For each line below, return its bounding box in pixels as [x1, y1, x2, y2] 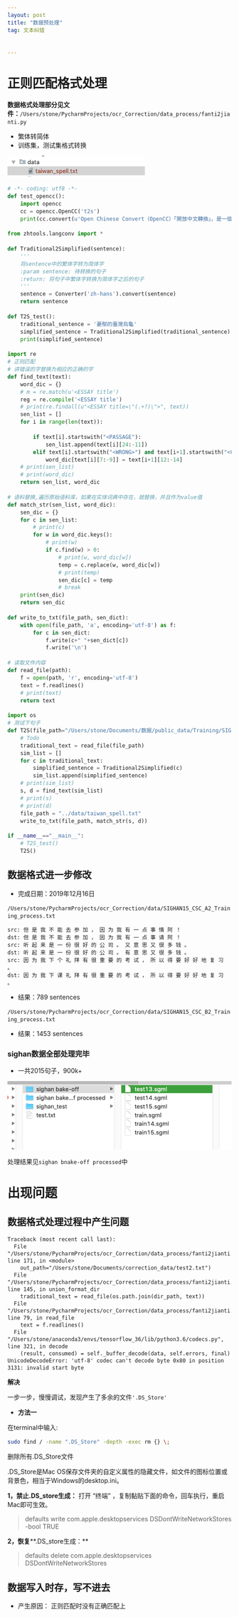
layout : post [7, 11, 46, 19]
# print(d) [20, 802, 53, 809]
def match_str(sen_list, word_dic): [7, 501, 116, 508]
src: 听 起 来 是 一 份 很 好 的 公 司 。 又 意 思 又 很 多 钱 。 [7, 941, 190, 948]
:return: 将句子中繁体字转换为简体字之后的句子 [20, 275, 144, 283]
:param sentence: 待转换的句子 [20, 268, 107, 275]
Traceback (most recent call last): [7, 1236, 116, 1243]
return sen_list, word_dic [20, 479, 100, 486]
